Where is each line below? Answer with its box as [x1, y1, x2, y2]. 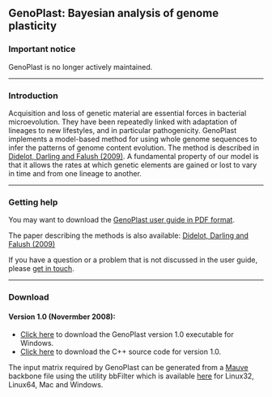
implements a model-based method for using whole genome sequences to [8, 134, 257, 144]
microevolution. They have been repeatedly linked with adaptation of [8, 117, 237, 127]
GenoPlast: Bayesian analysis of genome [8, 6, 219, 20]
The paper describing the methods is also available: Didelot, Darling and [8, 231, 249, 240]
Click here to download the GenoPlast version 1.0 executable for [19, 330, 235, 339]
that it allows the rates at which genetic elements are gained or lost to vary [8, 160, 257, 170]
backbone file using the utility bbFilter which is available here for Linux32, [8, 371, 255, 381]
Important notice [8, 44, 76, 55]
